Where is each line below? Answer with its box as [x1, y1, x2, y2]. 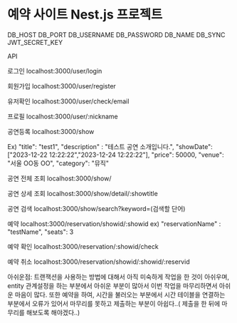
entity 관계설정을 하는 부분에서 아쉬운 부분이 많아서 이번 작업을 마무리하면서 [7, 281, 218, 289]
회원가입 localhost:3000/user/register [7, 81, 116, 90]
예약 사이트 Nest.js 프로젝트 [7, 6, 163, 23]
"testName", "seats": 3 [7, 227, 74, 236]
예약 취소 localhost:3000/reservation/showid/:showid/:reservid [7, 257, 190, 266]
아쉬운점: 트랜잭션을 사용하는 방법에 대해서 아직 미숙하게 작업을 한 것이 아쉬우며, [7, 272, 230, 281]
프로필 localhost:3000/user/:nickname [7, 112, 119, 121]
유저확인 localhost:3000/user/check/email [7, 97, 130, 106]
